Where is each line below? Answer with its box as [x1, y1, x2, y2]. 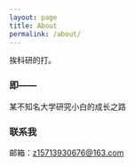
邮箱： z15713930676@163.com [9, 147, 124, 158]
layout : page [9, 12, 58, 22]
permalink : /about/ [9, 29, 82, 38]
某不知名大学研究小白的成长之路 [9, 101, 126, 112]
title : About [9, 21, 58, 30]
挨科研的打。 [9, 55, 56, 66]
